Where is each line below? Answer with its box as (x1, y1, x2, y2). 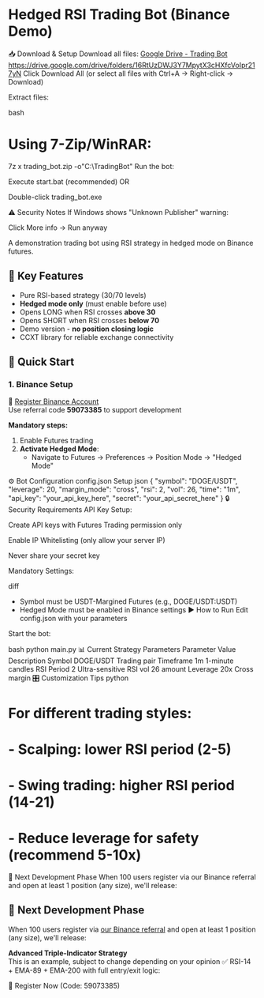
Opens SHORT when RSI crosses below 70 (19, 315, 160, 325)
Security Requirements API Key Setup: (8, 505, 132, 514)
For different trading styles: (8, 704, 192, 722)
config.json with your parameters (19, 614, 128, 623)
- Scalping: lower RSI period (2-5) (8, 740, 232, 758)
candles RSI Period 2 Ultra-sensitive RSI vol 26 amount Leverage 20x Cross (8, 665, 254, 674)
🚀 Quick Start (8, 356, 75, 369)
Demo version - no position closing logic (19, 324, 154, 333)
